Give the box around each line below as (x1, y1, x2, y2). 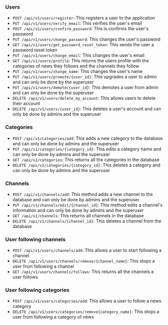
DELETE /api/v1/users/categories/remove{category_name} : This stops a (12, 308, 159, 315)
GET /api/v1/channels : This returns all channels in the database (12, 212, 144, 218)
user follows (12, 274, 38, 280)
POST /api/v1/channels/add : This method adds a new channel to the (12, 191, 153, 197)
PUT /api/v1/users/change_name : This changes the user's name (12, 68, 143, 74)
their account (12, 101, 40, 107)
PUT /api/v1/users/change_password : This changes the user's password (12, 36, 160, 42)
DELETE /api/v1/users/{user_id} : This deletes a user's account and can (12, 106, 161, 112)
